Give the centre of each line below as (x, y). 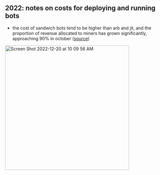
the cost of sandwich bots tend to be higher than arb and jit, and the (82, 28)
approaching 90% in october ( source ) (51, 38)
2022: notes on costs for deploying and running (80, 8)
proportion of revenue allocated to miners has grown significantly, (80, 33)
